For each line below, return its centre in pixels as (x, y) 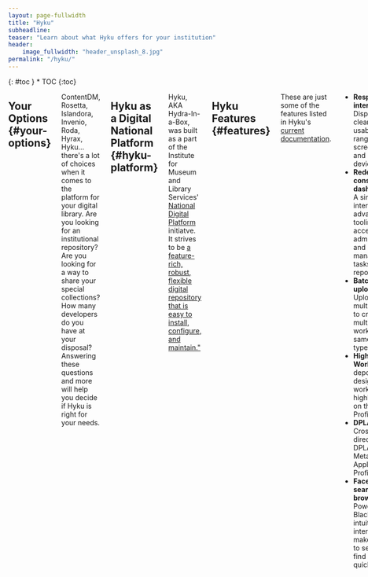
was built (183, 130)
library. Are (79, 214)
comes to (77, 180)
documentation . (306, 138)
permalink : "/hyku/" (42, 60)
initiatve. (182, 230)
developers (80, 314)
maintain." (184, 347)
